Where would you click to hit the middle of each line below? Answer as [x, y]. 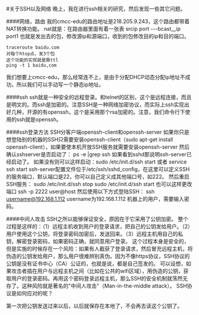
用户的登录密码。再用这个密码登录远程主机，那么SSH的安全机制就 [92, 278]
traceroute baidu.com [33, 48]
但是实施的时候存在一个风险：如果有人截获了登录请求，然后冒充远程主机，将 [99, 249]
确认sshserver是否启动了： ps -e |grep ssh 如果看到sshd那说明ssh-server [96, 154]
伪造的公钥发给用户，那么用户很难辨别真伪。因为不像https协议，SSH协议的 [98, 256]
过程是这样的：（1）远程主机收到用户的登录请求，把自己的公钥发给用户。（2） [98, 226]
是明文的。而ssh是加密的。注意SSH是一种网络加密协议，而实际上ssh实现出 [98, 105]
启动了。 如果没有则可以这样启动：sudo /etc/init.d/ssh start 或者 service [99, 162]
